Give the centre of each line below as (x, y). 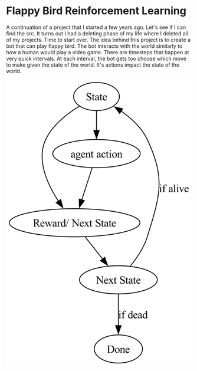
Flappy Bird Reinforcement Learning (96, 11)
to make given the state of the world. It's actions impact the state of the (93, 65)
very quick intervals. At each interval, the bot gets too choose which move (96, 58)
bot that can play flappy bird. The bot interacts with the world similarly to (94, 46)
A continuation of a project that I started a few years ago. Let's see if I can (96, 27)
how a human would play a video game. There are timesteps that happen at (98, 52)
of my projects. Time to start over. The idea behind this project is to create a (98, 40)
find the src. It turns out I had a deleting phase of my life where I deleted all (97, 33)
